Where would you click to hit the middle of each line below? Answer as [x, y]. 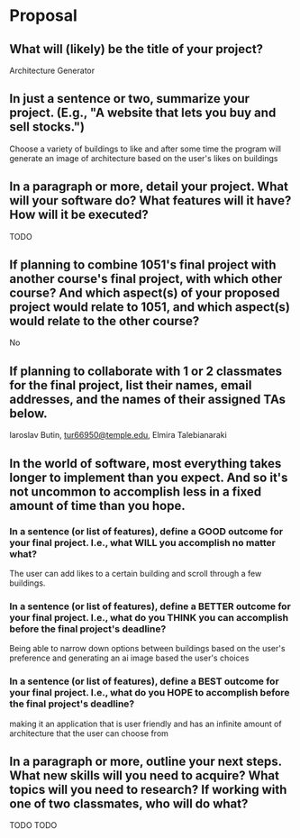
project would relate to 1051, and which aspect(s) [150, 307]
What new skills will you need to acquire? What [144, 775]
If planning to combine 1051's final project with [143, 265]
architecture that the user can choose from [89, 733]
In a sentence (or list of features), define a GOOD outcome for [146, 531]
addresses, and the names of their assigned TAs [148, 399]
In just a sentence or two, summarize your [130, 99]
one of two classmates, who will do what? [129, 803]
